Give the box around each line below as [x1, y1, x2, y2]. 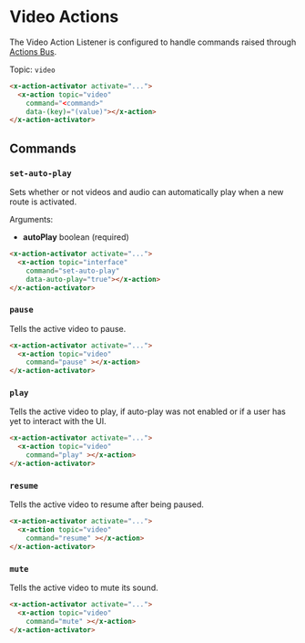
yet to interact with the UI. [9, 416, 107, 427]
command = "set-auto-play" [25, 266, 120, 275]
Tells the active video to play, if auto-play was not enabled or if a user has [9, 406, 287, 417]
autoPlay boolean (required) [22, 232, 129, 243]
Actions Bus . [9, 46, 57, 57]
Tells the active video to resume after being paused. [9, 499, 205, 510]
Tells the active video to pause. [9, 323, 127, 334]
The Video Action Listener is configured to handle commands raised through [9, 36, 297, 47]
